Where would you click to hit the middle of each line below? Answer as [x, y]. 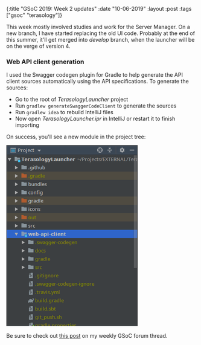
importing [27, 125]
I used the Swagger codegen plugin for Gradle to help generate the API [94, 75]
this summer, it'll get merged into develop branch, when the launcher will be [101, 40]
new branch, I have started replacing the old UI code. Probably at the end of [101, 33]
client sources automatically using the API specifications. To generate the [97, 82]
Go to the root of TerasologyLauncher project [72, 100]
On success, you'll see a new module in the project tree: [76, 137]
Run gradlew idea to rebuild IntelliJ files [64, 112]
